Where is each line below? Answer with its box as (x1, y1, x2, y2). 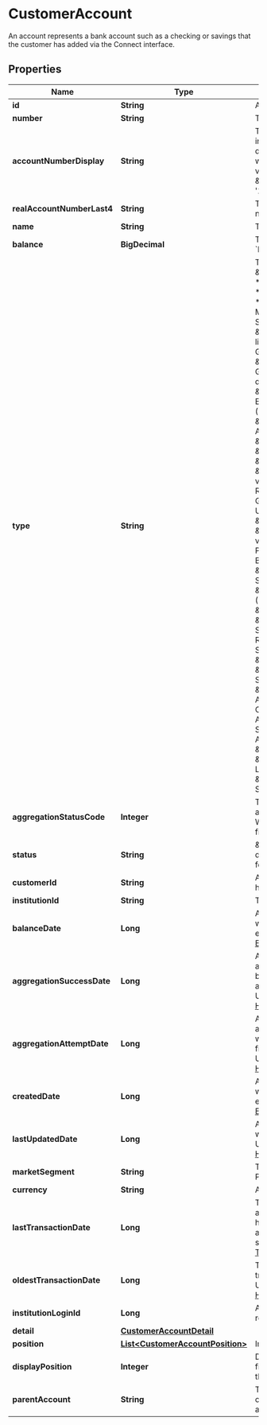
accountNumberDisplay (12, 155, 105, 166)
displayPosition (12, 1361, 72, 1372)
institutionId (12, 895, 60, 906)
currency (12, 1184, 48, 1195)
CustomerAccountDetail (120, 1325, 215, 1336)
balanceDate (12, 922, 62, 934)
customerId (12, 876, 57, 887)
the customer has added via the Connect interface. (8, 39, 175, 49)
